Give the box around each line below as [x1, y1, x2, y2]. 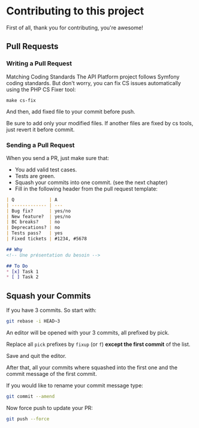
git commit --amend [6, 393, 55, 399]
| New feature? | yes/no [6, 213, 71, 219]
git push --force [6, 415, 50, 422]
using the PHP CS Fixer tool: [6, 86, 76, 93]
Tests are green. [14, 172, 56, 179]
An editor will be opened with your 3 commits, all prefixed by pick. [6, 328, 170, 336]
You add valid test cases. [14, 166, 77, 173]
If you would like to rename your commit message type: [6, 382, 144, 389]
